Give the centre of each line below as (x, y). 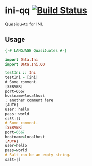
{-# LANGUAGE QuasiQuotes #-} (36, 51)
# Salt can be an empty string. (38, 155)
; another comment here (29, 100)
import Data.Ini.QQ (25, 64)
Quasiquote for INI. (24, 24)
